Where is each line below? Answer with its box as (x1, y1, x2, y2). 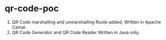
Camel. (11, 24, 27, 30)
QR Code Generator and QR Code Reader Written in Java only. (11, 29, 140, 35)
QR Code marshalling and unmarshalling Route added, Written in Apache (11, 19, 162, 25)
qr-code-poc (4, 3, 59, 14)
